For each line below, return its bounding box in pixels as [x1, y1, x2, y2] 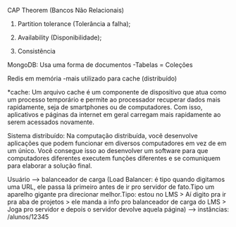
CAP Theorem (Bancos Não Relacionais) [7, 6, 125, 14]
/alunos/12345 [7, 213, 49, 221]
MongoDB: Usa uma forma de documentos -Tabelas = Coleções [7, 61, 193, 69]
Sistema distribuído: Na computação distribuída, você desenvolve [7, 132, 199, 140]
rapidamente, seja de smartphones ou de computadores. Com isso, [7, 103, 203, 111]
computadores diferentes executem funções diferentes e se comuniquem [7, 154, 221, 162]
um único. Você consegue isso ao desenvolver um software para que [7, 147, 209, 154]
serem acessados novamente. [7, 118, 95, 126]
